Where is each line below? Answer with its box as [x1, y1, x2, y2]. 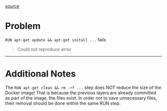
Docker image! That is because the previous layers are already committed [5, 90, 157, 96]
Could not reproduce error [17, 46, 72, 52]
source [5, 3, 20, 9]
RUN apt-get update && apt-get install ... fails [5, 37, 106, 42]
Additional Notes [5, 68, 76, 79]
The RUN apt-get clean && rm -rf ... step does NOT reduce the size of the [5, 84, 162, 90]
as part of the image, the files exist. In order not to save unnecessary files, [5, 95, 158, 101]
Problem [5, 21, 41, 32]
